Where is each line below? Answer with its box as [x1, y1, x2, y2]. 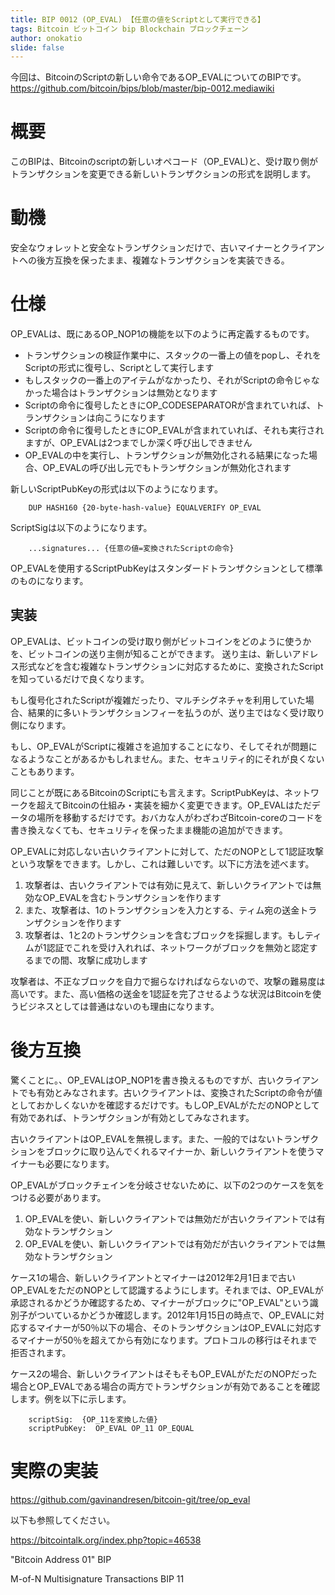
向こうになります [94, 412, 166, 424]
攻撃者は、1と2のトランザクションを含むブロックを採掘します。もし [24, 929, 305, 941]
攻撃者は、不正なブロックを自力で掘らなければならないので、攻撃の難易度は [10, 975, 326, 987]
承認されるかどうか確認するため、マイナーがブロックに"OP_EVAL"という [10, 1296, 310, 1308]
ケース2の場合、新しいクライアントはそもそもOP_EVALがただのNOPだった [10, 1367, 318, 1380]
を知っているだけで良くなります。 [10, 672, 150, 685]
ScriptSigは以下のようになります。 [10, 522, 153, 534]
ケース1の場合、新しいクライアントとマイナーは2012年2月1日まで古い [10, 1271, 296, 1283]
